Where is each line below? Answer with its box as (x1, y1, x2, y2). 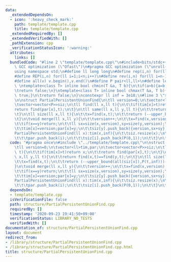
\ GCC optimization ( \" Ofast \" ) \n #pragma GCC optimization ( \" (14, 64, 152, 69)
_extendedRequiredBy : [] (10, 31, 63, 36)
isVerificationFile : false (10, 197, 67, 202)
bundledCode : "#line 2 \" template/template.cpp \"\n (10, 60, 122, 65)
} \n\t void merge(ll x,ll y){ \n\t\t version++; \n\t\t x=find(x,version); (14, 164, 167, 169)
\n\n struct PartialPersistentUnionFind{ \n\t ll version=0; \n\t (14, 97, 149, 102)
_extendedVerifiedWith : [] (10, 36, 67, 41)
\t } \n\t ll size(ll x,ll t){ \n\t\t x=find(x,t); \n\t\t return (14, 112, 142, 117)
